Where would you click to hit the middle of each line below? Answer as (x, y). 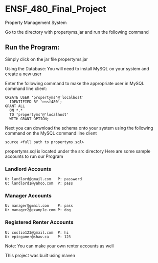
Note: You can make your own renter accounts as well (59, 246)
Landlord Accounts (28, 169)
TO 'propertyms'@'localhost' (39, 114)
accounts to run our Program (34, 156)
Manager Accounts (28, 196)
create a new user (23, 74)
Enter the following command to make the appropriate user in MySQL (75, 83)
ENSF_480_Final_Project (56, 9)
